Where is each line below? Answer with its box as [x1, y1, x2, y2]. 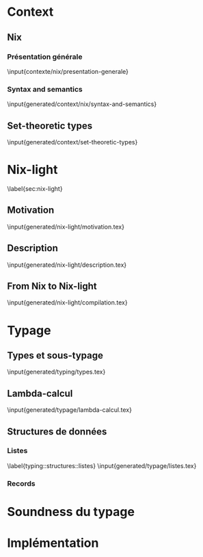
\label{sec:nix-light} [7, 184, 63, 192]
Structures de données [7, 426, 107, 437]
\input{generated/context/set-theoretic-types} [7, 138, 138, 146]
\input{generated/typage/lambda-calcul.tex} [7, 406, 132, 414]
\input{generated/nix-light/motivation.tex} [7, 222, 125, 231]
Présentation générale [7, 52, 83, 62]
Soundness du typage [7, 504, 135, 519]
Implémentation [7, 535, 99, 551]
